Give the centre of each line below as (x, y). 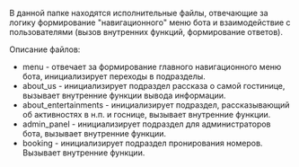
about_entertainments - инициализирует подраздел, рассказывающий (156, 105)
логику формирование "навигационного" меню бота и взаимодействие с (150, 22)
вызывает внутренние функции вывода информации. (124, 95)
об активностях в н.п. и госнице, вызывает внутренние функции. (146, 114)
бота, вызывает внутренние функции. (94, 133)
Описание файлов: (45, 49)
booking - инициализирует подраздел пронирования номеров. (142, 143)
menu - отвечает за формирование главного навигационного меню (152, 67)
